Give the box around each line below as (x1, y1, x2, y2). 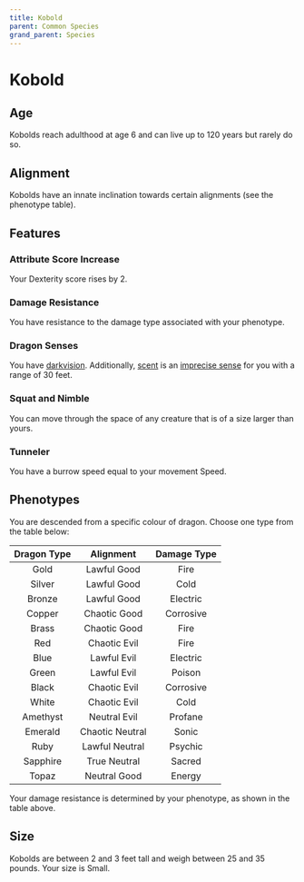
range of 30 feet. (9, 370, 73, 381)
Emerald (25, 725, 61, 738)
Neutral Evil (89, 710, 138, 723)
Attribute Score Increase (9, 253, 120, 265)
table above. (9, 802, 56, 813)
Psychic (169, 739, 203, 752)
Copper (26, 607, 59, 619)
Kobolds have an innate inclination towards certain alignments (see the (9, 190, 274, 201)
